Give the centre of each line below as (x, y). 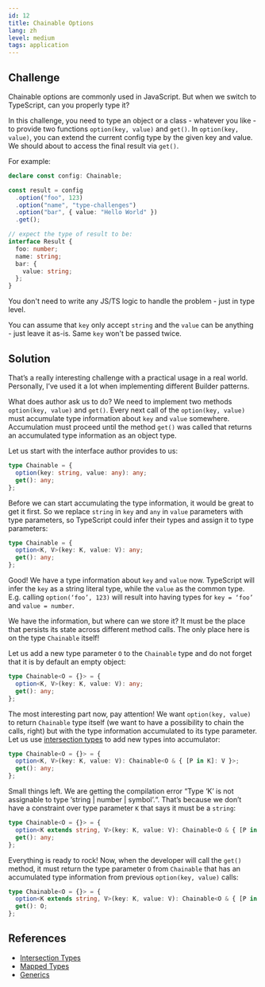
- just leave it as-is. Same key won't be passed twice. (95, 334)
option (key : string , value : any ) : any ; (81, 473)
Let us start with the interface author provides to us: (93, 451)
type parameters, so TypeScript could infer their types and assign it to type (131, 520)
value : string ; (48, 271)
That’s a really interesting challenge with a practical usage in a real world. (128, 378)
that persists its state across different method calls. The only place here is (129, 629)
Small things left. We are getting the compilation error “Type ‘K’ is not (121, 791)
